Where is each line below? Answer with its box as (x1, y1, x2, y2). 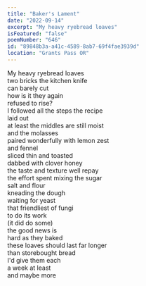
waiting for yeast (7, 196, 56, 204)
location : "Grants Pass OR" (7, 50, 90, 57)
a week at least (7, 263, 51, 272)
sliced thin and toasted (7, 151, 74, 159)
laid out (7, 113, 29, 122)
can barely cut (7, 84, 49, 92)
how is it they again (7, 91, 63, 99)
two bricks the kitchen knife (7, 76, 88, 85)
